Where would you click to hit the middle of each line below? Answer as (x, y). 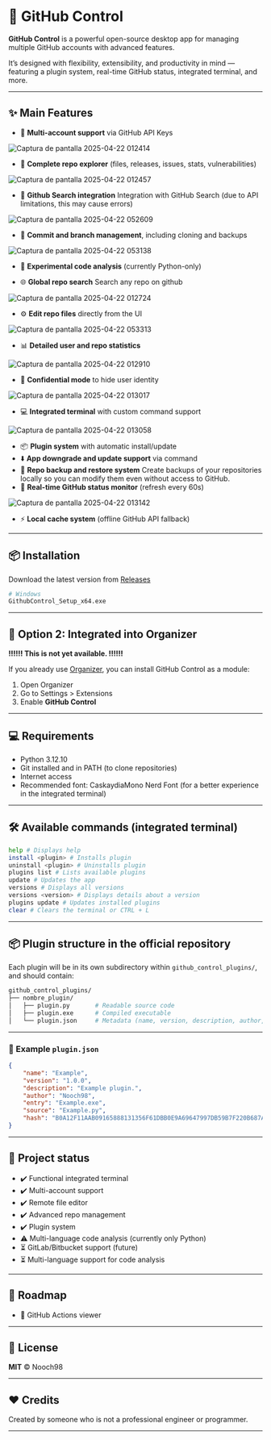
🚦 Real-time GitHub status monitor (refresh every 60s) (112, 486)
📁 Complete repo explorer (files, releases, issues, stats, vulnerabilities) (138, 164)
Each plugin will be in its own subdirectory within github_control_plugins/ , (133, 967)
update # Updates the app (52, 880)
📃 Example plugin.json (54, 1049)
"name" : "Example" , (56, 1073)
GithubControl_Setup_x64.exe (57, 601)
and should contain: (41, 976)
